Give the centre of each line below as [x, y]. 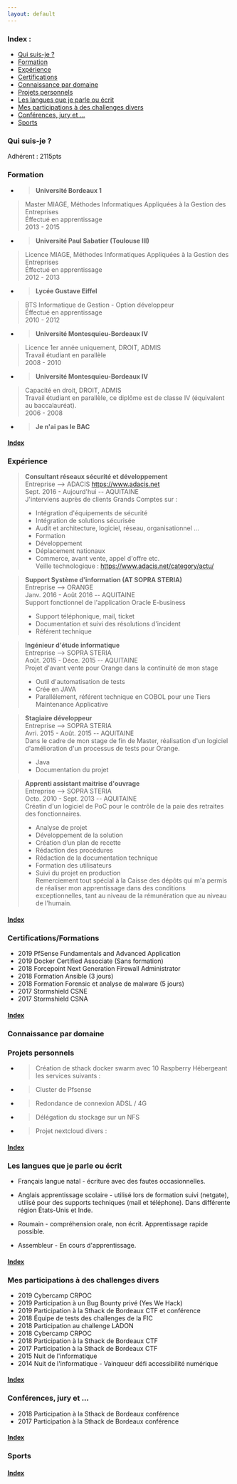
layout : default [31, 14]
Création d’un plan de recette [78, 843]
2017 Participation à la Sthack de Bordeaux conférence [98, 1421]
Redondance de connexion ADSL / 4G [91, 1103]
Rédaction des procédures [74, 851]
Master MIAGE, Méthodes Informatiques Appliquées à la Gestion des [125, 204]
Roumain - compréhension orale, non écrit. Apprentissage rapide [113, 1224]
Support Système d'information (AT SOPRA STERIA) [104, 580]
